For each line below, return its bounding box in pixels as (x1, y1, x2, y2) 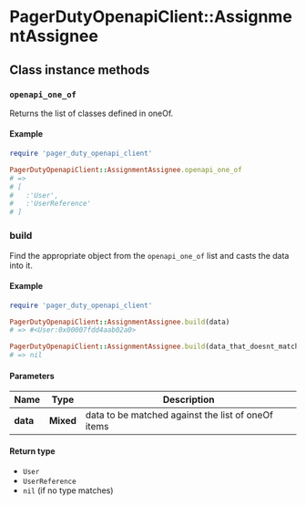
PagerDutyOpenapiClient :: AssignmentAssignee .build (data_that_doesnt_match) (9, 342, 303, 352)
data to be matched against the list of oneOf (85, 408, 273, 421)
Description (162, 394, 215, 407)
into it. (9, 260, 34, 271)
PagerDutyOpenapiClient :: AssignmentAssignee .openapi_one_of (9, 165, 243, 174)
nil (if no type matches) (22, 485, 114, 496)
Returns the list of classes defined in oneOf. (9, 108, 174, 119)
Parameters (9, 370, 55, 381)
